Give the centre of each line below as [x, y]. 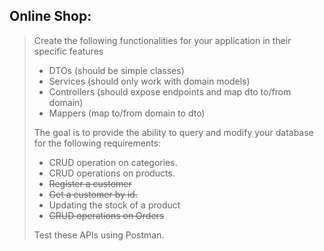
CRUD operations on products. [112, 173]
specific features [68, 51]
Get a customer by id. [93, 194]
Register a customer [90, 183]
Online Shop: [50, 16]
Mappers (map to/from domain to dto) [127, 113]
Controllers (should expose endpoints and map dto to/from [170, 91]
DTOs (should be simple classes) [116, 70]
